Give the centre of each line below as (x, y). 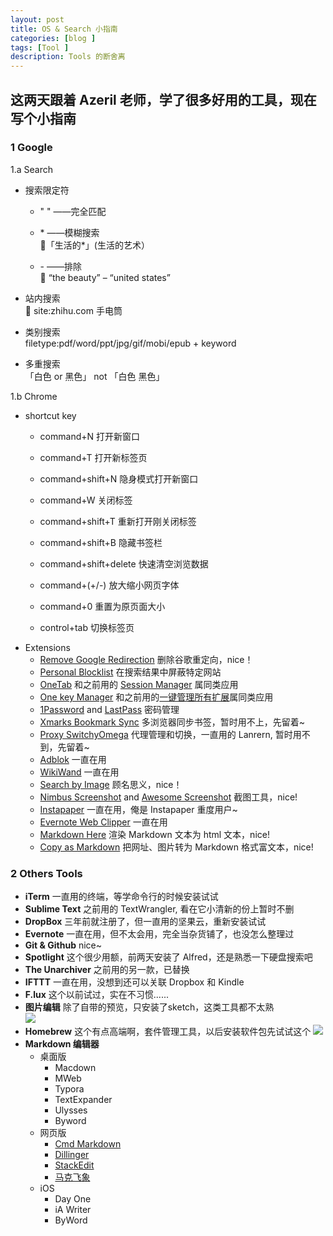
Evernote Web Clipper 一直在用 (103, 822)
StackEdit (74, 1165)
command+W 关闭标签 (86, 500)
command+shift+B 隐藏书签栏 (101, 542)
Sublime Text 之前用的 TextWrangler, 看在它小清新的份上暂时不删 (159, 909)
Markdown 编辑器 (62, 1044)
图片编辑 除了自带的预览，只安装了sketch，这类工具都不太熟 (149, 1007)
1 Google (31, 148)
